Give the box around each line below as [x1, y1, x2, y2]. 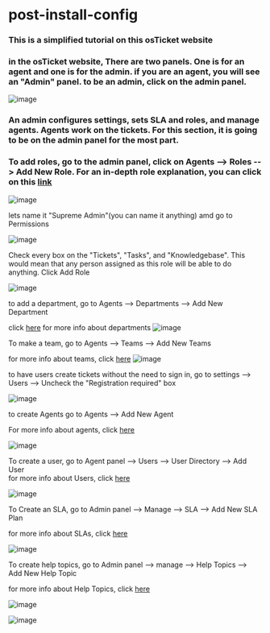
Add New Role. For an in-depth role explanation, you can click [15, 167, 262, 178]
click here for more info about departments [8, 322, 152, 332]
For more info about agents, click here [8, 424, 135, 434]
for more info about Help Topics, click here [8, 584, 151, 594]
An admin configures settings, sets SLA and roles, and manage [8, 114, 260, 126]
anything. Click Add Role [8, 267, 90, 277]
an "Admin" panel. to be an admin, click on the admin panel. [8, 77, 247, 88]
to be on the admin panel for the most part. [8, 134, 179, 146]
